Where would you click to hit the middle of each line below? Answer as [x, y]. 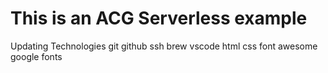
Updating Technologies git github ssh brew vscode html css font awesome [164, 46]
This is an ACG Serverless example [159, 18]
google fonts [36, 56]
